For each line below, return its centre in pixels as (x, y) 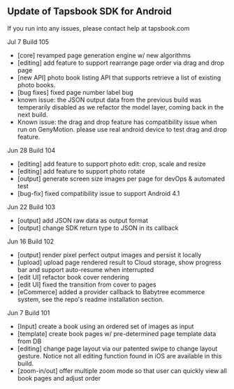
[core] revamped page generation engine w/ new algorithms (104, 55)
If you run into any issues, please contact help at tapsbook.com (98, 28)
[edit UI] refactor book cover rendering (73, 277)
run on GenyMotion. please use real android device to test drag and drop (122, 129)
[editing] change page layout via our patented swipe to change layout (117, 349)
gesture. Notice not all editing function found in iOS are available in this (119, 356)
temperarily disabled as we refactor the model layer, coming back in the (120, 107)
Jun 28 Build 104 (31, 150)
